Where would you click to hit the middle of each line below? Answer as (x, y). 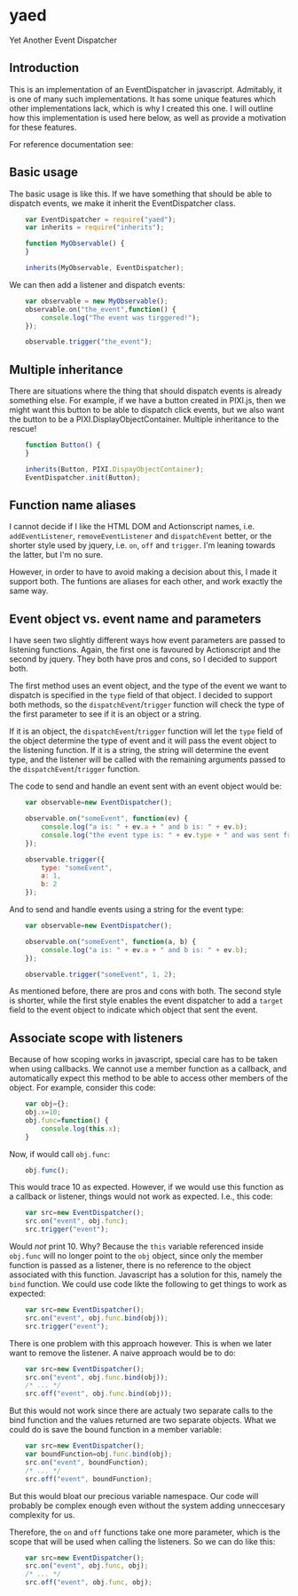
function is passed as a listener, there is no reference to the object (130, 1266)
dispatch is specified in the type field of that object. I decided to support (141, 695)
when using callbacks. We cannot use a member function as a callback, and (148, 1069)
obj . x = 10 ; (43, 1112)
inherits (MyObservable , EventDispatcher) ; (105, 268)
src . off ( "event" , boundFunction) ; (89, 1479)
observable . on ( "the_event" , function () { (101, 309)
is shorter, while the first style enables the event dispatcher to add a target (146, 1001)
